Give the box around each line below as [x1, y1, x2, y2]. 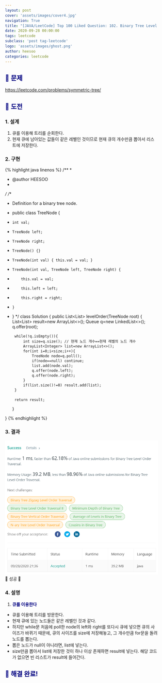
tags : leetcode [5, 34, 36, 38]
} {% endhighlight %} [5, 415, 48, 421]
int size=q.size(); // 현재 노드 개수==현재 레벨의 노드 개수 [23, 339, 136, 344]
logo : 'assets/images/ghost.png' [5, 44, 73, 49]
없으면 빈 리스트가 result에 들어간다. [17, 654, 86, 660]
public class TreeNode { [12, 210, 61, 216]
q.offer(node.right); [32, 373, 76, 378]
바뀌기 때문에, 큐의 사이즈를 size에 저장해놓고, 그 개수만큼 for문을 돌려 [25, 630, 158, 636]
